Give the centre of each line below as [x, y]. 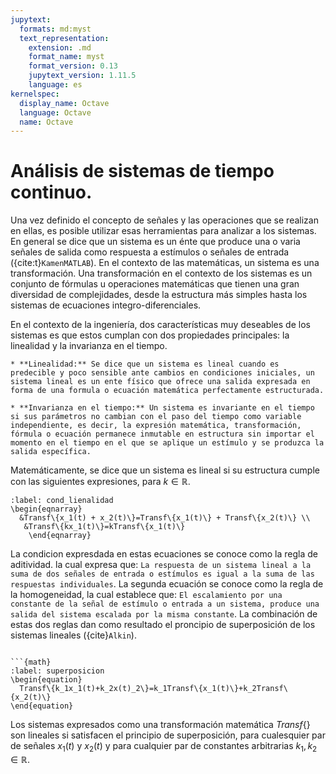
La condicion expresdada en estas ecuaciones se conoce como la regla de [164, 554]
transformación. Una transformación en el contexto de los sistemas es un [161, 273]
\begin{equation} [46, 680]
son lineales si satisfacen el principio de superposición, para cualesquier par [168, 735]
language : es [55, 85]
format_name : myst [66, 57]
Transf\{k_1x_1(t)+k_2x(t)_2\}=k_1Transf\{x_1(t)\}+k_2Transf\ [153, 689]
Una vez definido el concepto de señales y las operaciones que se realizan [164, 220]
